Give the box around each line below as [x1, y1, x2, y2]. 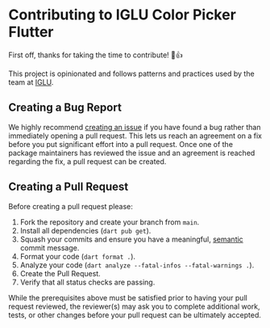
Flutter [8, 23, 54, 41]
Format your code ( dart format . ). [19, 251, 135, 261]
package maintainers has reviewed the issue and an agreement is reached [8, 148, 255, 158]
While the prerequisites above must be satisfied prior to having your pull [8, 292, 247, 302]
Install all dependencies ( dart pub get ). [19, 225, 152, 235]
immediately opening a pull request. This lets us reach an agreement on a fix [8, 131, 262, 141]
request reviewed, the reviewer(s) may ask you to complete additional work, [8, 301, 260, 311]
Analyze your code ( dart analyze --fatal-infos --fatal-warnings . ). [19, 260, 255, 270]
